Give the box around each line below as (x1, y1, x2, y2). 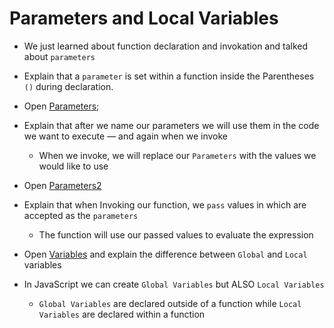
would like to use (38, 160, 109, 172)
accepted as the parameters (23, 209, 139, 221)
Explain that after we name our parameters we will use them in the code (23, 119, 320, 131)
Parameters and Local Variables (9, 7, 279, 30)
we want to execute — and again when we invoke (23, 130, 229, 142)
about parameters (23, 50, 96, 62)
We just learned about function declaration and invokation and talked (23, 40, 309, 52)
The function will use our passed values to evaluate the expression (38, 228, 314, 241)
